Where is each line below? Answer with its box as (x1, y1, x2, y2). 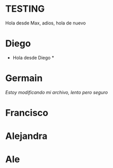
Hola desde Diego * (12, 54, 55, 61)
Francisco (5, 107, 49, 119)
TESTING (5, 3, 45, 15)
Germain (5, 72, 43, 84)
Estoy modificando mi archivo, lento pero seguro (5, 89, 108, 95)
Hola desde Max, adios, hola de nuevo (5, 20, 86, 26)
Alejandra (5, 130, 48, 142)
